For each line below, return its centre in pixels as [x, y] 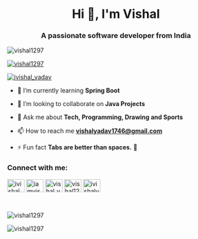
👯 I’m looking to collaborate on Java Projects [81, 104]
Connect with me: [38, 168]
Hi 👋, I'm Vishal [116, 14]
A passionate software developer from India [116, 36]
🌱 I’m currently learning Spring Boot [68, 91]
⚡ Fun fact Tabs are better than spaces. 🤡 [77, 147]
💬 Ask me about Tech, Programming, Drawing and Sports [100, 117]
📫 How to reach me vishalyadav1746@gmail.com [90, 131]
